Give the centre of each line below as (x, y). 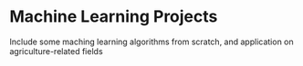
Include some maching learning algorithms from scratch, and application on (151, 42)
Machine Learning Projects (114, 17)
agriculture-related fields (56, 51)
